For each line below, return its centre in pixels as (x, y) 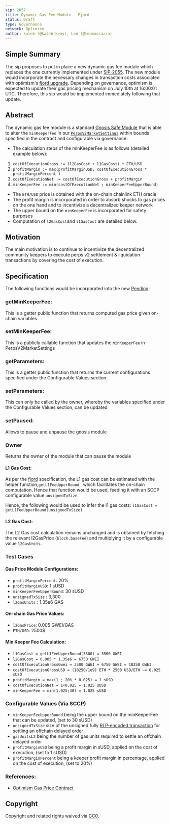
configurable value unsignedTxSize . (42, 496)
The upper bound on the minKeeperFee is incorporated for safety (79, 210)
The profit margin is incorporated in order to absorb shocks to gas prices (89, 199)
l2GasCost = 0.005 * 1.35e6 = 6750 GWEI (56, 659)
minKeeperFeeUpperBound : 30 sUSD (48, 591)
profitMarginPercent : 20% (40, 580)
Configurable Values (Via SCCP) (46, 703)
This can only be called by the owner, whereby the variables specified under (85, 402)
